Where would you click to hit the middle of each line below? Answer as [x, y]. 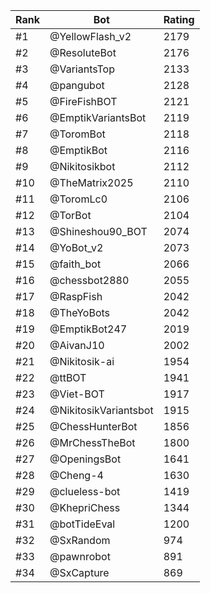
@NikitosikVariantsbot [101, 410]
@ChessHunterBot [93, 426]
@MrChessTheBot [92, 442]
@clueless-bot [85, 491]
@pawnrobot [80, 556]
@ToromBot [77, 134]
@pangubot [77, 85]
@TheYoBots [79, 312]
